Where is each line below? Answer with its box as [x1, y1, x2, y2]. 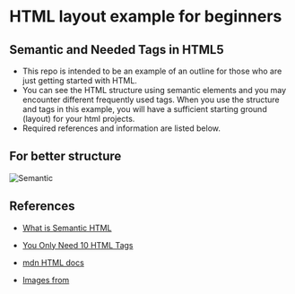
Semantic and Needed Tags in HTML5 [9, 42, 224, 57]
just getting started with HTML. [22, 75, 137, 86]
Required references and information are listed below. [22, 123, 221, 134]
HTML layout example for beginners [9, 6, 282, 27]
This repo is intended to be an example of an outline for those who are [22, 65, 282, 76]
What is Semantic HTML [22, 222, 112, 233]
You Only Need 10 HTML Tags [22, 239, 134, 250]
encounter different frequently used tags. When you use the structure [22, 94, 280, 105]
